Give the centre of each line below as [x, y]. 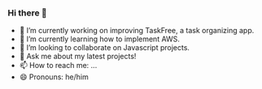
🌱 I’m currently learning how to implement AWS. [100, 39]
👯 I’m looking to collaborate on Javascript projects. [105, 48]
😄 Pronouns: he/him [54, 77]
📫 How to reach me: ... [58, 66]
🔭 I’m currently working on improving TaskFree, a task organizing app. [137, 31]
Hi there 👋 [28, 13]
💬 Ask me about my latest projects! [78, 57]
